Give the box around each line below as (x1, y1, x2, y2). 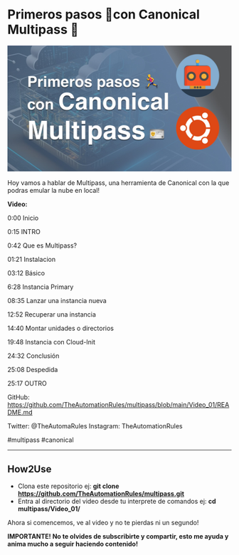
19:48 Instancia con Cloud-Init (7, 338, 96, 347)
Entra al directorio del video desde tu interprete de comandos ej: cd (17, 497, 216, 506)
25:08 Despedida (7, 366, 58, 374)
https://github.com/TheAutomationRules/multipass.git (17, 490, 185, 498)
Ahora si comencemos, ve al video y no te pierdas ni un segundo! (7, 519, 199, 527)
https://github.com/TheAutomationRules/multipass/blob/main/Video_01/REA (7, 401, 230, 409)
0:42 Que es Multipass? (7, 241, 77, 250)
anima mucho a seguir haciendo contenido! (7, 540, 139, 549)
